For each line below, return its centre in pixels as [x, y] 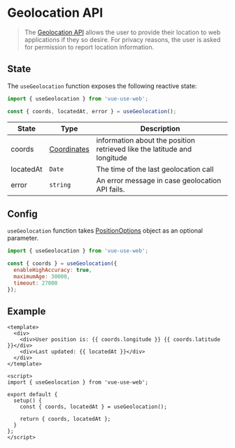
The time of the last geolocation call [155, 169]
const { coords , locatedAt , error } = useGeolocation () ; [92, 111]
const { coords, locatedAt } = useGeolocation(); [94, 407]
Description [160, 129]
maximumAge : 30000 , [42, 276]
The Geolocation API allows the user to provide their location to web [122, 32]
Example [27, 311]
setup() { [28, 401]
